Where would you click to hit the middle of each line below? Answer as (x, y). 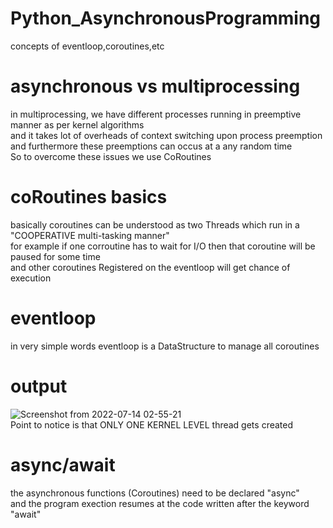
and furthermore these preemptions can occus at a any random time (151, 146)
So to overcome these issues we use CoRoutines (111, 156)
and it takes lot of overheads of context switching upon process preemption (166, 135)
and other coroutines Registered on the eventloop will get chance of (150, 267)
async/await (63, 464)
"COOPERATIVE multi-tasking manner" (90, 235)
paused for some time (55, 256)
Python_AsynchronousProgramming (166, 18)
